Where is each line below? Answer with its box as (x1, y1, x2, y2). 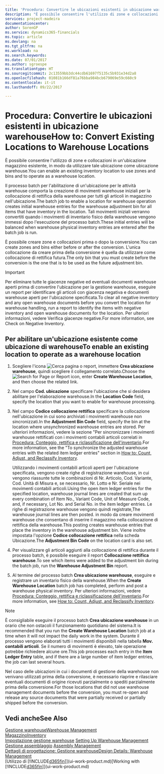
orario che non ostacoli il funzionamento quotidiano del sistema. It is (5, 622, 141, 628)
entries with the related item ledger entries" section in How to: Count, (12, 450, 152, 456)
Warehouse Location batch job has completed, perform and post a (12, 583, 147, 589)
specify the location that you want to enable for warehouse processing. (12, 399, 156, 405)
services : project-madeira (5, 16, 60, 21)
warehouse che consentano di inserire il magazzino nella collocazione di (12, 517, 158, 523)
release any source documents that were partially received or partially (5, 695, 146, 700)
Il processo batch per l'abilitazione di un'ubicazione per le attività (5, 182, 136, 189)
